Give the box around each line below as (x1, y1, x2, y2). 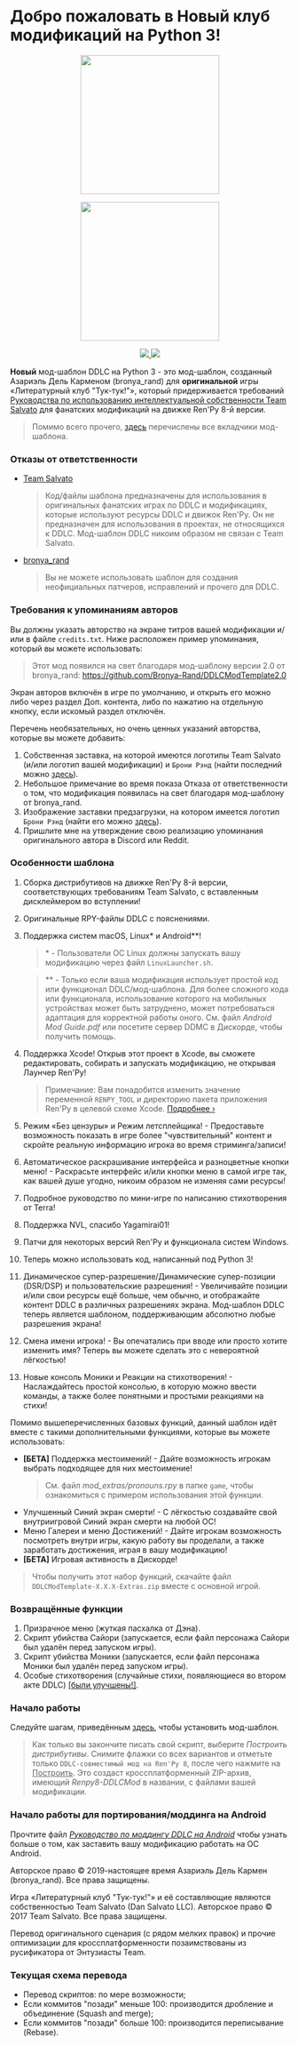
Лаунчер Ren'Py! (22, 1067, 87, 1078)
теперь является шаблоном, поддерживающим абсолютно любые (22, 1309, 276, 1320)
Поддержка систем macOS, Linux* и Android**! (22, 930, 202, 941)
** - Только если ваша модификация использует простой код (44, 974, 278, 984)
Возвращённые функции (10, 1602, 123, 1615)
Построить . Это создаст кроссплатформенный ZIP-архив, (31, 1768, 252, 1778)
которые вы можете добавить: (10, 732, 126, 743)
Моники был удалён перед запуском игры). (22, 1661, 189, 1672)
